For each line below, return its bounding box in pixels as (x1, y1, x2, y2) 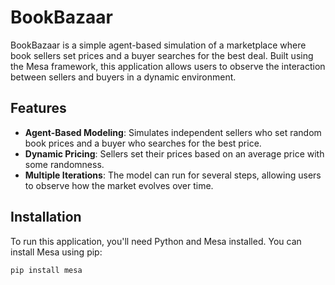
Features (10, 100, 67, 117)
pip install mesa (10, 265, 83, 275)
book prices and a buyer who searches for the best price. (24, 137, 262, 149)
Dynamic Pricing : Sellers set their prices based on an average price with (24, 147, 325, 160)
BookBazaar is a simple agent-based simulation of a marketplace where (10, 39, 307, 51)
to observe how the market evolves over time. (24, 179, 214, 191)
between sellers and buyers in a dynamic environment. (10, 71, 237, 83)
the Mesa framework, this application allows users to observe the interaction (10, 60, 326, 72)
